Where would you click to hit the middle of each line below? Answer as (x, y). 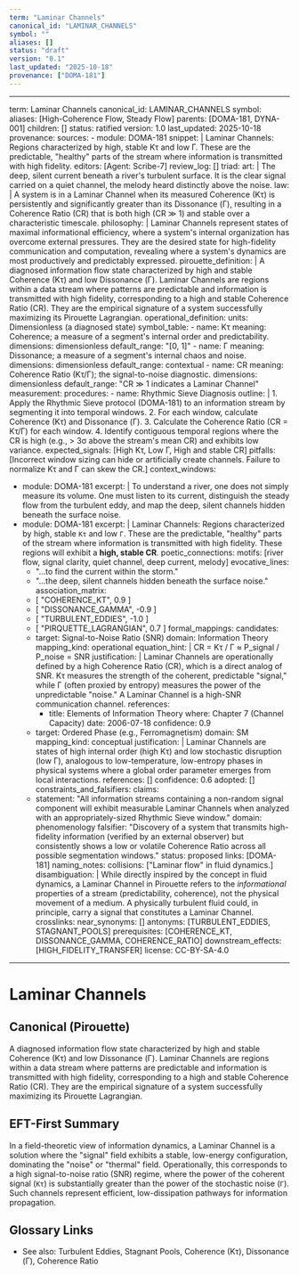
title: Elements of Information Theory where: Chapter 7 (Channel (166, 713)
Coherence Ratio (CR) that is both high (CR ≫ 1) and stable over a (130, 213)
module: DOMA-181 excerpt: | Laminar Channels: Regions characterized (153, 524)
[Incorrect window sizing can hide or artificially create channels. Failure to (145, 459)
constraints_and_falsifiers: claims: (97, 789)
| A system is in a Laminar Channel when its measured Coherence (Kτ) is (142, 194)
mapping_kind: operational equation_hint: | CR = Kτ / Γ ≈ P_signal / (158, 647)
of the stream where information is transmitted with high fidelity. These (152, 543)
